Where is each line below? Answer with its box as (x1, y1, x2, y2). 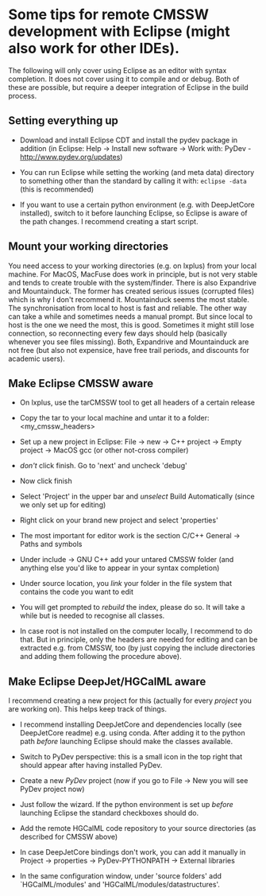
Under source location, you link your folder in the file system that (19, 579, 233, 588)
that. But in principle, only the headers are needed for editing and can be (19, 634, 258, 645)
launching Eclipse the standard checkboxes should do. (19, 809, 199, 818)
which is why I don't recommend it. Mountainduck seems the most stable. (8, 294, 250, 304)
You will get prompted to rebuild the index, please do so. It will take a (19, 603, 245, 612)
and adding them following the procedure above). (19, 652, 182, 661)
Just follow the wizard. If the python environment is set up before (19, 800, 234, 809)
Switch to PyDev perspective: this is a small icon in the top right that (19, 752, 243, 762)
